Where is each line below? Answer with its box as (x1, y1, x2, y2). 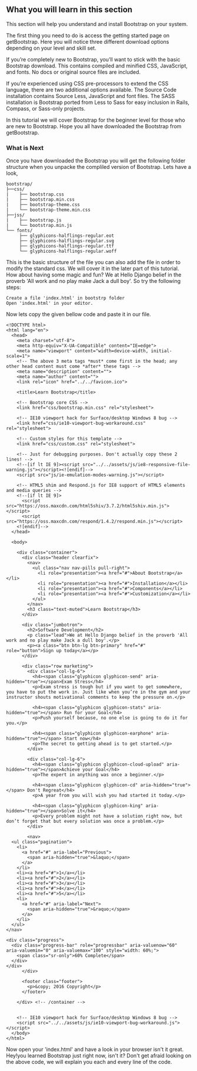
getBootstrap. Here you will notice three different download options (6, 38, 169, 45)
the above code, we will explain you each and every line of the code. (6, 1059, 172, 1066)
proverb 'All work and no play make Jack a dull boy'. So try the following (6, 278, 181, 285)
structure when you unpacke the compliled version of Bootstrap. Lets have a (6, 164, 191, 171)
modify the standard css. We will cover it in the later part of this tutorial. (6, 265, 179, 272)
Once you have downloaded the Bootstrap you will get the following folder (6, 157, 186, 164)
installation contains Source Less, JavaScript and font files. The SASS (6, 92, 175, 99)
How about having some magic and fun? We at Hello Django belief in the (6, 271, 182, 278)
